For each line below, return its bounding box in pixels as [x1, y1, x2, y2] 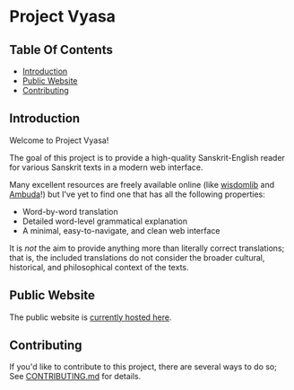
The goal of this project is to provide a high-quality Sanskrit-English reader [9, 152, 285, 163]
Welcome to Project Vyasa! [9, 135, 109, 146]
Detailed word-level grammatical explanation [22, 216, 188, 226]
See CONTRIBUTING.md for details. [9, 371, 142, 382]
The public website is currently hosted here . [9, 312, 172, 323]
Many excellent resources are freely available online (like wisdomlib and [9, 179, 275, 190]
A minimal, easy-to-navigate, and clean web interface [22, 225, 221, 235]
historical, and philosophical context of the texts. [9, 261, 190, 272]
